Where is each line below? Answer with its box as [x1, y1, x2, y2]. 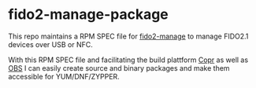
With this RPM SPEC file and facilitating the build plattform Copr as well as [8, 55, 249, 64]
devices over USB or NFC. [8, 39, 93, 49]
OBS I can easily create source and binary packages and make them [8, 63, 230, 72]
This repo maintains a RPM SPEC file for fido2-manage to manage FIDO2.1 [8, 31, 249, 41]
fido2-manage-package [8, 5, 169, 24]
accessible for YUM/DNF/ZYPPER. [8, 71, 120, 81]
